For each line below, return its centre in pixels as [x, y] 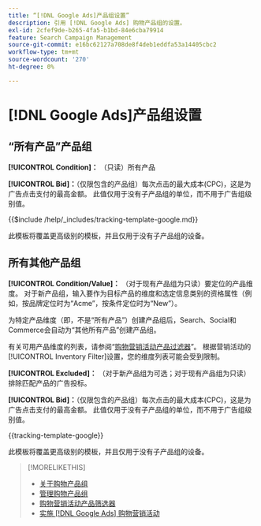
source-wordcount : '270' [49, 60]
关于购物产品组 [63, 483]
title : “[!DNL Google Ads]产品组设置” [69, 15]
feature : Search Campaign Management [70, 37]
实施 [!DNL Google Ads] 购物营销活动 [99, 513]
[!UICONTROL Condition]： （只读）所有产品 [82, 167]
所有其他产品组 [45, 263]
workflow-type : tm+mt [44, 52]
